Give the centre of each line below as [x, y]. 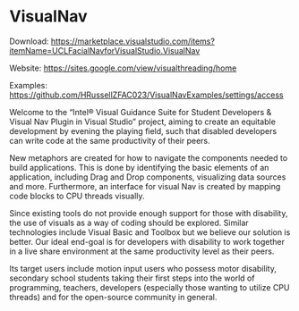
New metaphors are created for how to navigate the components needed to [149, 157]
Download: [29, 41]
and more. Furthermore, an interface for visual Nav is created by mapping [145, 186]
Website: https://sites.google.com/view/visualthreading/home [123, 68]
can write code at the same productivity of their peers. [110, 140]
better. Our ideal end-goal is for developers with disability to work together [147, 241]
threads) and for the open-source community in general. [113, 297]
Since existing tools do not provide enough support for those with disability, [149, 213]
